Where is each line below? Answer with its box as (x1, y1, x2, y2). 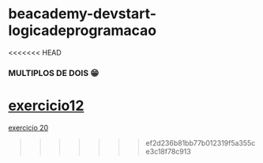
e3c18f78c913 (145, 146, 191, 156)
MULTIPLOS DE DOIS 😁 (8, 67, 100, 78)
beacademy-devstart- (8, 5, 156, 23)
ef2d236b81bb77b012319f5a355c (145, 138, 256, 147)
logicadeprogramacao (8, 21, 156, 40)
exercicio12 (8, 97, 85, 115)
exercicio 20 (8, 123, 49, 132)
